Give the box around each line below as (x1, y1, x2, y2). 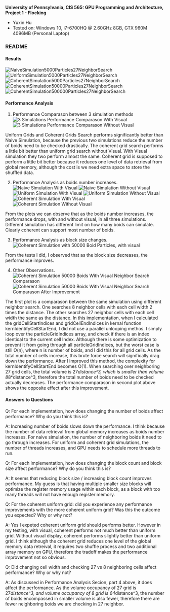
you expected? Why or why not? (5, 512, 72, 518)
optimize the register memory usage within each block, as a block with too (5, 486, 160, 492)
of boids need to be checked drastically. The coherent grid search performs (5, 143, 163, 149)
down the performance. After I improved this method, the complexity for (5, 358, 155, 364)
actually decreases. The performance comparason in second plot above (5, 380, 156, 386)
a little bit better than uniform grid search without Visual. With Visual (5, 148, 148, 154)
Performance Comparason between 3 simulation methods (12, 111, 134, 117)
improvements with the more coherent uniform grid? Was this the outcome (5, 506, 160, 513)
